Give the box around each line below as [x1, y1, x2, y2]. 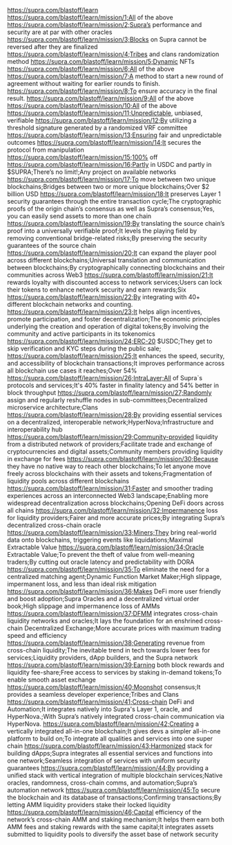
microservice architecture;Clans [7, 403, 99, 411]
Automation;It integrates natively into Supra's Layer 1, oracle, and [7, 705, 193, 713]
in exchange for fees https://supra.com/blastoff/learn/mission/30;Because [7, 455, 219, 463]
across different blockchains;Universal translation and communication [7, 256, 206, 264]
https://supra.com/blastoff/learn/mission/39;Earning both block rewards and [7, 661, 224, 669]
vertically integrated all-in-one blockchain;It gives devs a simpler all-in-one [7, 727, 221, 735]
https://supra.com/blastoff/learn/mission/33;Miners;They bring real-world [7, 528, 217, 536]
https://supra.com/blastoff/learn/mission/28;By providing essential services [7, 411, 222, 418]
